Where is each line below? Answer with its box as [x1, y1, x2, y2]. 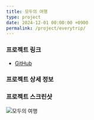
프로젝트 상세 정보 [6, 75, 54, 83]
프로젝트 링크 [6, 46, 41, 54]
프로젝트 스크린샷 [6, 93, 53, 101]
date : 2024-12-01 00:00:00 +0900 [6, 20, 89, 25]
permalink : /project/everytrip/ [6, 25, 86, 31]
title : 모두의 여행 [6, 8, 48, 15]
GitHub [14, 60, 33, 67]
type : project [6, 14, 41, 20]
